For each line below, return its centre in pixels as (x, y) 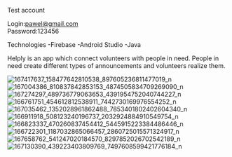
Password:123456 (33, 31)
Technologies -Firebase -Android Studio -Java (74, 45)
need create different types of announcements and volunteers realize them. (116, 66)
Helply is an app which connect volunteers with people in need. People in (113, 58)
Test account (26, 10)
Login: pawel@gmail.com (43, 23)
